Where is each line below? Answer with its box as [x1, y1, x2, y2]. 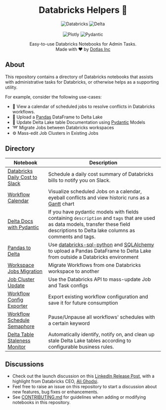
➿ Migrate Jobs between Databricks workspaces [12, 124, 115, 130]
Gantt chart [48, 200, 75, 207]
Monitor [7, 343, 26, 350]
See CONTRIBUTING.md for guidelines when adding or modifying [12, 394, 146, 400]
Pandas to [7, 244, 31, 251]
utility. [5, 84, 18, 90]
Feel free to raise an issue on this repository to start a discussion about [12, 384, 157, 390]
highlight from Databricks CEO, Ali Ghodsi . [12, 378, 99, 384]
